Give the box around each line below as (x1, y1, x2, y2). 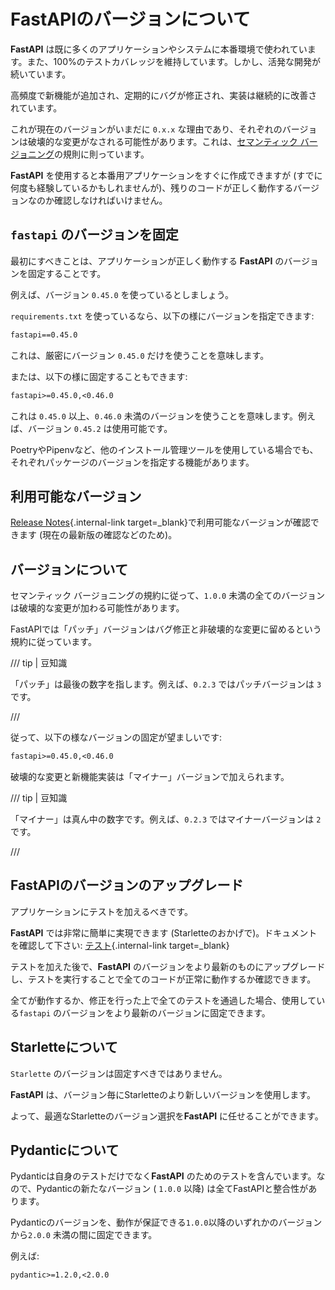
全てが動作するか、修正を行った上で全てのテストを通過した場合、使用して (10, 994, 317, 1006)
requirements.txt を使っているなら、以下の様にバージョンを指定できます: (10, 310, 315, 322)
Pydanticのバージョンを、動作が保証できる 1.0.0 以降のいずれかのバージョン (10, 1216, 323, 1229)
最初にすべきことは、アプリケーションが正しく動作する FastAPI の (10, 255, 285, 267)
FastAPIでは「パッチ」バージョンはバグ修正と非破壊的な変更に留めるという (10, 623, 322, 635)
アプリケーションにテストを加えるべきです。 (10, 905, 193, 917)
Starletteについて (10, 1039, 118, 1056)
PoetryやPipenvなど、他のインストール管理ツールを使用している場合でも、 (10, 443, 319, 455)
